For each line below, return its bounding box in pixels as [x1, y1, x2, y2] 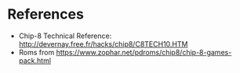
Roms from [18, 47, 55, 57]
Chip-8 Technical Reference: [18, 31, 112, 40]
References [7, 5, 84, 23]
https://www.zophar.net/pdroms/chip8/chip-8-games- [56, 47, 232, 57]
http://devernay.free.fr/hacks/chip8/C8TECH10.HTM [18, 39, 188, 48]
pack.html [18, 56, 52, 65]
